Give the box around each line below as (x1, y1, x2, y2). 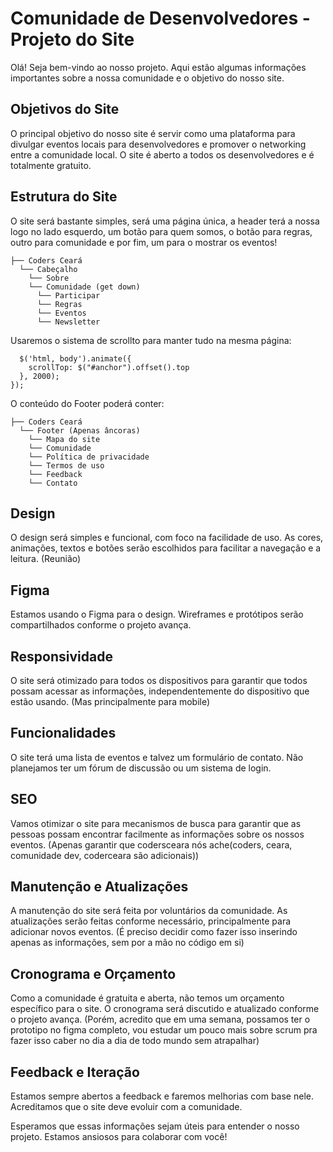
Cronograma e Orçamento (10, 965, 177, 982)
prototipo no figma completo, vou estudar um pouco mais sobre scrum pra (10, 1024, 318, 1036)
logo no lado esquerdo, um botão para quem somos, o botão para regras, (10, 225, 313, 237)
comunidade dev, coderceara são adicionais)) (10, 849, 200, 861)
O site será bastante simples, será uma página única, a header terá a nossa (10, 215, 320, 227)
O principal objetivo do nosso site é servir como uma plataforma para (10, 127, 296, 139)
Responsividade (10, 648, 113, 665)
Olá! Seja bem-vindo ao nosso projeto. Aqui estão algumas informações (10, 61, 307, 73)
